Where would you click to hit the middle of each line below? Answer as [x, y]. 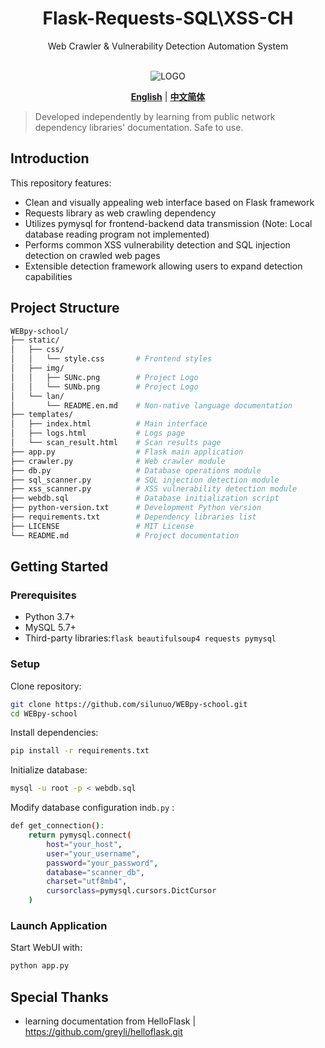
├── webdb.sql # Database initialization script [145, 498]
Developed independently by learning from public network [155, 116]
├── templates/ [42, 415]
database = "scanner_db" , [95, 872]
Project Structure [65, 308]
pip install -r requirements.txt [80, 751]
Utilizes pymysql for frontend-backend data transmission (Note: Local [168, 223]
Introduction [50, 158]
